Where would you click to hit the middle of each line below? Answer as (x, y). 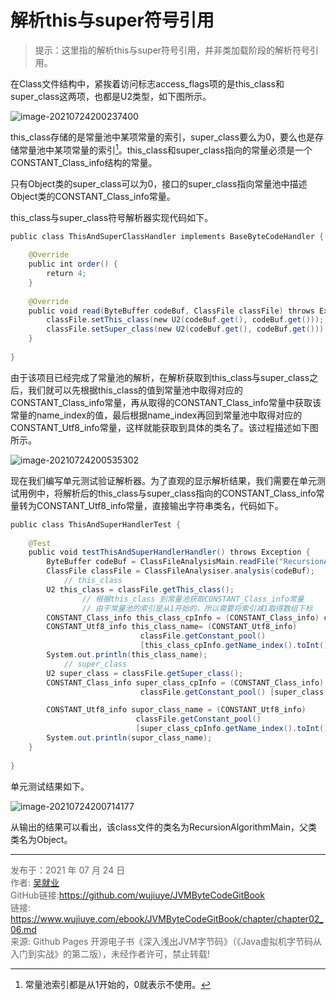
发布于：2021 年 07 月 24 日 (68, 870)
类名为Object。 (41, 839)
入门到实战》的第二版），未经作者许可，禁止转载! (110, 953)
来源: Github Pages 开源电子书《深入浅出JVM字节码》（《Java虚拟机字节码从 (166, 941)
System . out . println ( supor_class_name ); (129, 738)
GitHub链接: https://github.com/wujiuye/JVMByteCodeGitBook (137, 895)
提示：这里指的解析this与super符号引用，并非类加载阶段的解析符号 (172, 50)
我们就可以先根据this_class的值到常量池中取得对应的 (135, 390)
